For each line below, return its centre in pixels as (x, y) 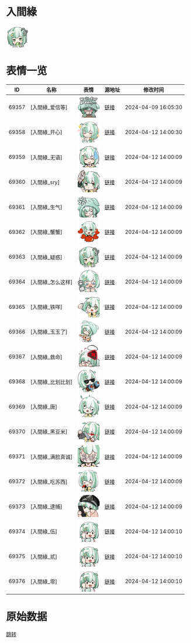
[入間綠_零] (44, 581)
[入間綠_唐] (44, 407)
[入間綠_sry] (45, 182)
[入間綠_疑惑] (46, 257)
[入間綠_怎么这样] (51, 282)
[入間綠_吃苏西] (49, 482)
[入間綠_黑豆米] (49, 432)
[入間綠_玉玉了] (49, 332)
